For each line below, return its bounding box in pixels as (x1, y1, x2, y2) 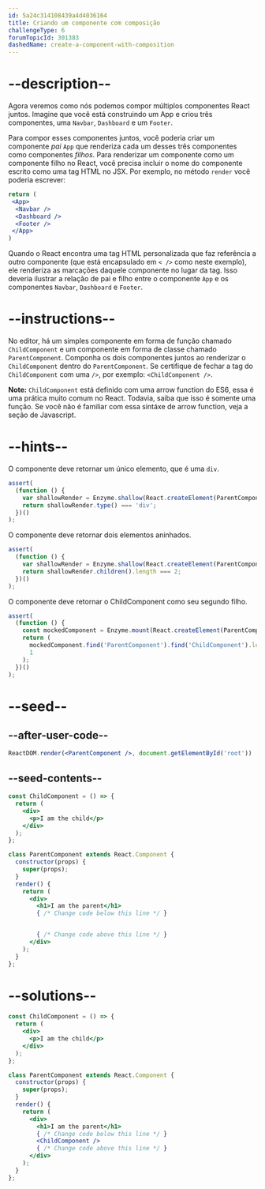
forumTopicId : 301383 (8, 33, 80, 42)
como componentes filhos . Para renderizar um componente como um (8, 150, 234, 160)
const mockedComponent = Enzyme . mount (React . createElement (22, 626, 221, 634)
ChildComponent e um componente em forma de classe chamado (8, 344, 217, 354)
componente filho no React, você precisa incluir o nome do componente (8, 159, 243, 168)
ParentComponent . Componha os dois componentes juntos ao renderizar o (8, 353, 246, 363)
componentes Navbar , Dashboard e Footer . (8, 282, 144, 292)
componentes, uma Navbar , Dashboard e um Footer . (8, 118, 174, 127)
